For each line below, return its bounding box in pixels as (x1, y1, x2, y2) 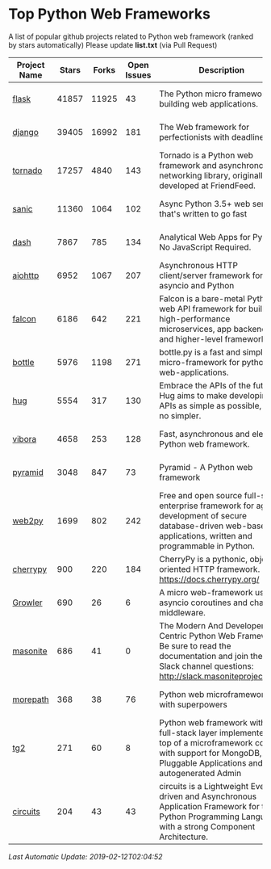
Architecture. (158, 831, 208, 842)
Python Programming (158, 811, 240, 822)
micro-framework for (158, 356, 240, 367)
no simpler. (158, 409, 202, 421)
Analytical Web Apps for (158, 231, 251, 242)
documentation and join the (158, 650, 264, 661)
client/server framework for (158, 270, 264, 281)
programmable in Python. (158, 540, 256, 552)
